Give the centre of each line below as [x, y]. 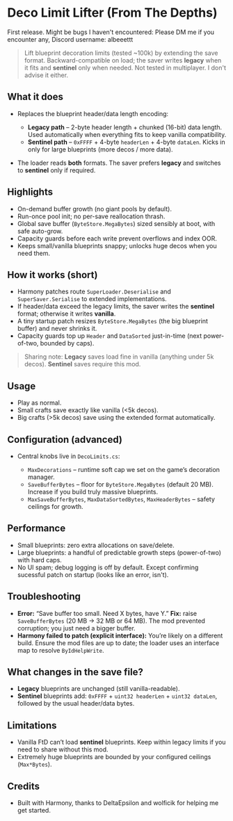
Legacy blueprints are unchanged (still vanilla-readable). [98, 689]
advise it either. [46, 75]
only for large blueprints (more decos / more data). [100, 149]
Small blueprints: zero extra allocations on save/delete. [96, 545]
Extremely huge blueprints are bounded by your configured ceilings [114, 757]
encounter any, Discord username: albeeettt [70, 39]
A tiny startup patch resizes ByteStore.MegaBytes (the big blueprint [113, 321]
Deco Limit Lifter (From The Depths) [112, 13]
